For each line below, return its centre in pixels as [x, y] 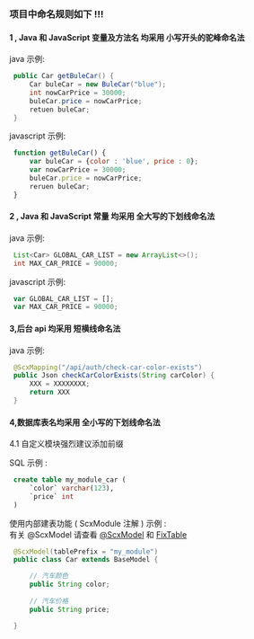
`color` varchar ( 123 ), [72, 488]
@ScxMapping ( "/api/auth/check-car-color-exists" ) [108, 367]
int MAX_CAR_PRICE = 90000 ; [66, 263]
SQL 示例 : [28, 463]
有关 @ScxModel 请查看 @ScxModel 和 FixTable [98, 534]
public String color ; [70, 585]
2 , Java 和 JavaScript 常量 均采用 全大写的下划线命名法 [112, 217]
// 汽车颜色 [49, 576]
